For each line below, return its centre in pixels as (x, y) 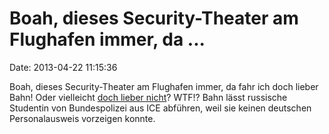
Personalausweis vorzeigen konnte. (82, 118)
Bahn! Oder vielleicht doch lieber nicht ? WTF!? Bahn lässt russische (148, 97)
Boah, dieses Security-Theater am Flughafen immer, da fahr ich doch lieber (164, 86)
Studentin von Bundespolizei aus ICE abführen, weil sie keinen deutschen (160, 108)
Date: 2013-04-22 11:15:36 (63, 67)
